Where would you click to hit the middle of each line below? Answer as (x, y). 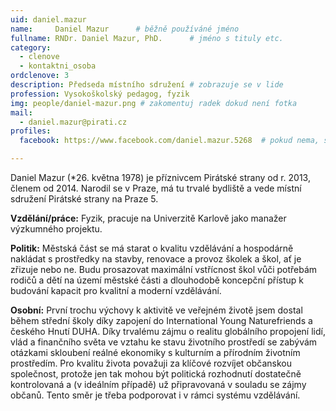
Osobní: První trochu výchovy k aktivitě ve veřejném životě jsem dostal (156, 310)
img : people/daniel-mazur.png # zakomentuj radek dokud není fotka (154, 103)
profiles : (31, 131)
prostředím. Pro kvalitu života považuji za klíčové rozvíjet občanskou (151, 363)
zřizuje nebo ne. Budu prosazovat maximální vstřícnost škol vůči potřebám (164, 269)
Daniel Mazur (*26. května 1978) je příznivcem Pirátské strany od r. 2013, (160, 177)
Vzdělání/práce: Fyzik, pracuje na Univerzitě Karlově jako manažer (148, 218)
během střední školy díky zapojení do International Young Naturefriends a (161, 320)
